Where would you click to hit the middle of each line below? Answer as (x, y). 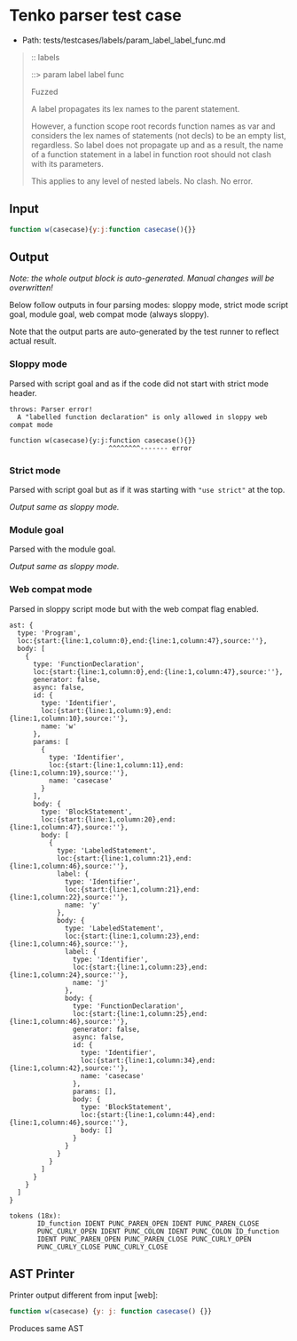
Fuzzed (44, 91)
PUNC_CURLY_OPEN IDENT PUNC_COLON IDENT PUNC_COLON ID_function (158, 1231)
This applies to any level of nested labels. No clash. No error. (142, 181)
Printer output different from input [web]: (83, 1295)
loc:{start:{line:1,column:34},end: (148, 1060)
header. (23, 393)
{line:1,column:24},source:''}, (69, 975)
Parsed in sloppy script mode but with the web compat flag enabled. (134, 608)
